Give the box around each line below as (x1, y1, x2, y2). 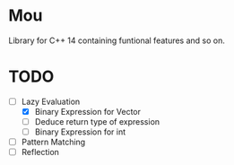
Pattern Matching (21, 136, 86, 148)
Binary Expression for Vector (34, 106, 141, 117)
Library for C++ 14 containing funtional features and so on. (8, 35, 226, 46)
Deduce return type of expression (34, 117, 160, 126)
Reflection (21, 147, 60, 158)
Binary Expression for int (34, 126, 126, 137)
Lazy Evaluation (21, 96, 81, 107)
